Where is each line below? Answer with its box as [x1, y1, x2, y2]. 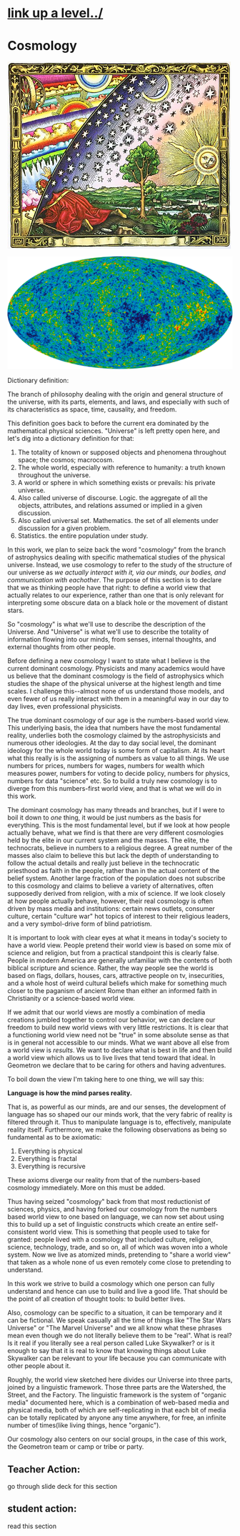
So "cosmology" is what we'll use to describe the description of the [7, 620, 206, 629]
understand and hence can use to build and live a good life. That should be [7, 1287, 228, 1296]
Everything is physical [17, 1147, 83, 1155]
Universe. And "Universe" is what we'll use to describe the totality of [7, 627, 209, 637]
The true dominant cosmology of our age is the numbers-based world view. [7, 716, 230, 724]
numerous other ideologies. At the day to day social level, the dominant [7, 739, 216, 747]
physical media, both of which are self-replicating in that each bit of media [7, 1406, 226, 1415]
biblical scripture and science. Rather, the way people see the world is [7, 964, 214, 972]
